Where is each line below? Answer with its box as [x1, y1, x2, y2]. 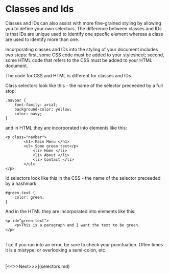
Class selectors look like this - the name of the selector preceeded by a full [5, 82, 163, 89]
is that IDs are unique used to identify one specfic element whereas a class [5, 31, 163, 37]
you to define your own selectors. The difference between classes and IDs [5, 25, 162, 31]
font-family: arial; [14, 102, 58, 108]
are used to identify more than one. [5, 36, 80, 43]
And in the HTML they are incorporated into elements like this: [5, 208, 136, 214]
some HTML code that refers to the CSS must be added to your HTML [5, 57, 153, 63]
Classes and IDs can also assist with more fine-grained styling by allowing [5, 20, 161, 26]
